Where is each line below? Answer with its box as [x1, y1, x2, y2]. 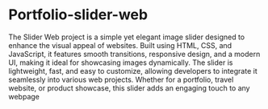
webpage [8, 91, 40, 101]
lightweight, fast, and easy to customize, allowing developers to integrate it [8, 66, 258, 75]
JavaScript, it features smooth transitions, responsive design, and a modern [8, 49, 261, 59]
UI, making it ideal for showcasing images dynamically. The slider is [8, 58, 233, 67]
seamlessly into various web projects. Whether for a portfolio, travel [8, 75, 234, 84]
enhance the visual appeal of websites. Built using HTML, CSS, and [8, 40, 232, 50]
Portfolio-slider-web [8, 6, 148, 24]
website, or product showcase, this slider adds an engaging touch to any [8, 83, 250, 93]
